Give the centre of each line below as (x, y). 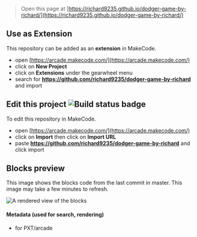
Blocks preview (35, 168)
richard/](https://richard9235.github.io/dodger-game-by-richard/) (102, 15)
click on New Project (41, 66)
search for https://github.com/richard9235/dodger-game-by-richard (103, 79)
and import (29, 85)
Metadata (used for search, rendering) (55, 215)
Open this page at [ (45, 9)
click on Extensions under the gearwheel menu (74, 73)
